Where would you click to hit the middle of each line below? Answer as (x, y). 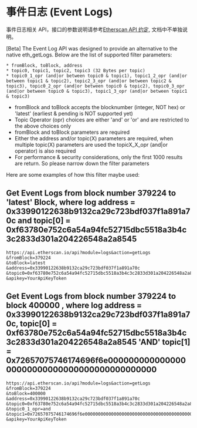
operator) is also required (45, 151)
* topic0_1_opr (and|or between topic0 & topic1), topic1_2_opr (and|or (97, 76)
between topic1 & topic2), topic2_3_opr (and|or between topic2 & (89, 81)
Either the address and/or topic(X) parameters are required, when (94, 138)
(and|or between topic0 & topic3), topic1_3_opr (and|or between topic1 (97, 91)
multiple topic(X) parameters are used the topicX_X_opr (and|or (91, 144)
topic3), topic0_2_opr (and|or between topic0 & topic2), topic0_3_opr (95, 86)
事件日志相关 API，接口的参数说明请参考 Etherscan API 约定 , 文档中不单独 (94, 29)
